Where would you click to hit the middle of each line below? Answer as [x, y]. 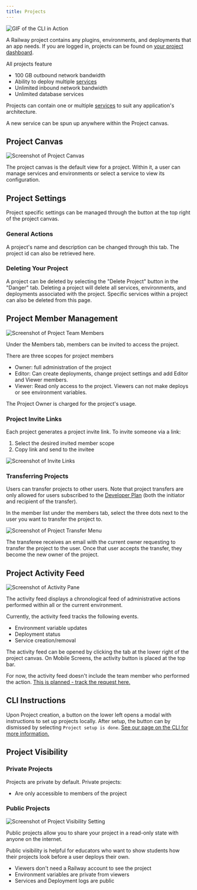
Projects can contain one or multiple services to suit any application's [90, 105]
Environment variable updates [51, 628]
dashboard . [20, 52]
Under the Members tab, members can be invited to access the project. [93, 344]
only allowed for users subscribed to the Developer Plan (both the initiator [96, 495]
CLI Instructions [36, 700]
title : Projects [26, 12]
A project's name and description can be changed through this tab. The [93, 247]
